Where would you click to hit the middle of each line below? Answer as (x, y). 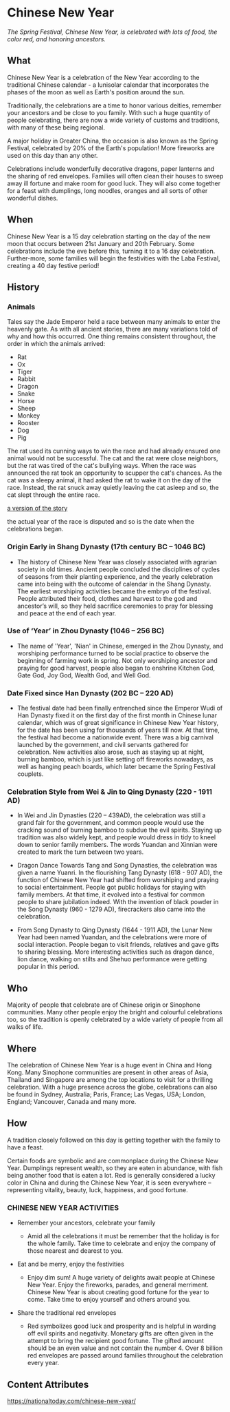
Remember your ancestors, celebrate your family (86, 1223)
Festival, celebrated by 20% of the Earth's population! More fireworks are (111, 148)
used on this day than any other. (53, 155)
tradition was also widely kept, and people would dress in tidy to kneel (116, 837)
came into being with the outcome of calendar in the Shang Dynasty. (114, 584)
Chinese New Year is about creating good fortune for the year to (118, 1292)
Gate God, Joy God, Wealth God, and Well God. (84, 675)
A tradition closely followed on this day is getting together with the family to (114, 1140)
